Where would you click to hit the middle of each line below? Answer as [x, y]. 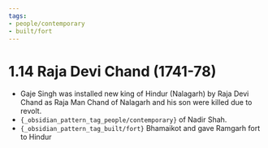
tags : [17, 16]
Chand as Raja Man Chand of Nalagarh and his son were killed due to [136, 102]
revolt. [31, 111]
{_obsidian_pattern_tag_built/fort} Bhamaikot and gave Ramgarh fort [140, 128]
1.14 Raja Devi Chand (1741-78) [112, 71]
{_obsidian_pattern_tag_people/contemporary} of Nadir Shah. [123, 120]
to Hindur [36, 137]
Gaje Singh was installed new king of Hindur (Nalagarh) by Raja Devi [134, 94]
